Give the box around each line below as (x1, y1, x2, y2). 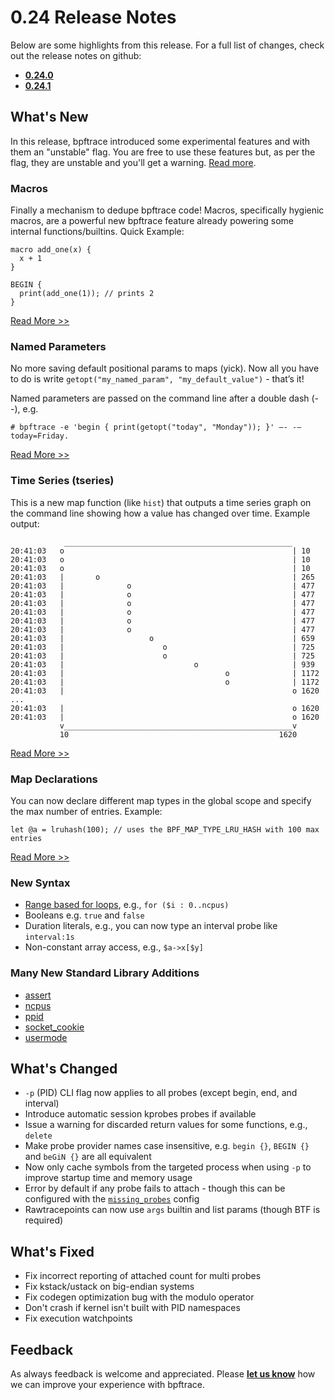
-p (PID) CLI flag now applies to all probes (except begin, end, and (24, 1087, 298, 1099)
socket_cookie (24, 1021, 85, 1033)
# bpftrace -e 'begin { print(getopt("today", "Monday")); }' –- (10, 422, 288, 433)
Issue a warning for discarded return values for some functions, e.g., (24, 1119, 308, 1131)
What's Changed (10, 1060, 118, 1077)
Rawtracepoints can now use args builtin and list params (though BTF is (24, 1204, 321, 1216)
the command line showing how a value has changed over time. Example (10, 507, 311, 519)
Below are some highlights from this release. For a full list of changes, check (10, 39, 325, 51)
